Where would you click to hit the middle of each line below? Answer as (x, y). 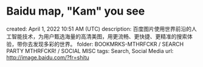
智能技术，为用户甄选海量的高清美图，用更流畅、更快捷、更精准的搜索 (99, 36)
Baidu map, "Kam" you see (76, 11)
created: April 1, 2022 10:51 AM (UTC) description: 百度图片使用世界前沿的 (99, 29)
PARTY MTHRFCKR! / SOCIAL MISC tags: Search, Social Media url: (90, 51)
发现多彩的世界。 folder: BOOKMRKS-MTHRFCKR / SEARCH (108, 44)
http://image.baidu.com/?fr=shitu (48, 57)
